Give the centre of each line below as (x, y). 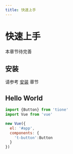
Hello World (24, 98)
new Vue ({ (16, 123)
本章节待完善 (18, 52)
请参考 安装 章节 (22, 82)
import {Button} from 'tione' (37, 110)
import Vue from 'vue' (29, 115)
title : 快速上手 (21, 10)
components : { (24, 133)
